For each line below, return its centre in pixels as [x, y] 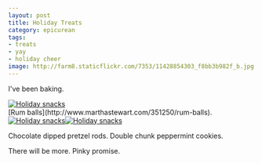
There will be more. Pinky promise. [64, 150]
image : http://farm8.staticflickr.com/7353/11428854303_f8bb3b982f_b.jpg [131, 67]
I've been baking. [36, 89]
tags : [17, 37]
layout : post [29, 15]
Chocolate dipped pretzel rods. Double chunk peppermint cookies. [116, 136]
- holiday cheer [35, 60]
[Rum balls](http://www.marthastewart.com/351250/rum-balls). [110, 112]
